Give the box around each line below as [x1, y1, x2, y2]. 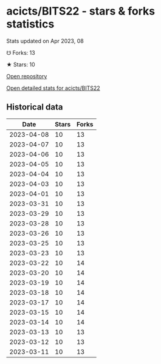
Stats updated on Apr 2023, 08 [6, 37, 84, 44]
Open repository [6, 72, 47, 80]
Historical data [6, 102, 63, 112]
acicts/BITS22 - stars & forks [6, 4, 156, 18]
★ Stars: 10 [6, 61, 35, 68]
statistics [6, 17, 55, 31]
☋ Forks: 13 [6, 49, 35, 56]
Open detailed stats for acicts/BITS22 [6, 84, 100, 92]
